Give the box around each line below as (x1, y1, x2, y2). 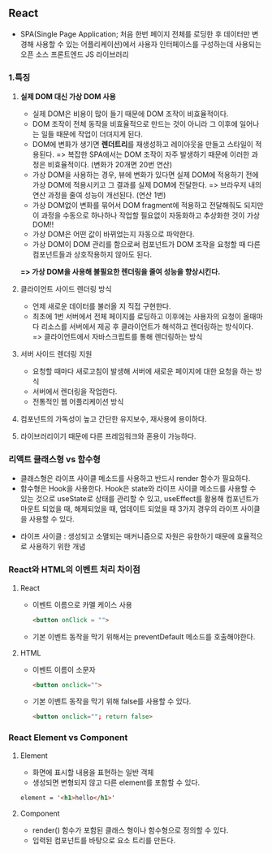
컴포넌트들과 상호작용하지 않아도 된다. (32, 249, 153, 259)
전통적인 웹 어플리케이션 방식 (32, 397, 124, 407)
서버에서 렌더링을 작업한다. (32, 387, 118, 396)
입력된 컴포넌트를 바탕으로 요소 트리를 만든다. (32, 835, 176, 845)
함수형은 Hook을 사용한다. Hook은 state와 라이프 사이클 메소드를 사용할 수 (19, 483, 257, 494)
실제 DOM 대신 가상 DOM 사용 (19, 92, 116, 102)
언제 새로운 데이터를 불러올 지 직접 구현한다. (32, 301, 171, 311)
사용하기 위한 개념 (28, 542, 86, 552)
